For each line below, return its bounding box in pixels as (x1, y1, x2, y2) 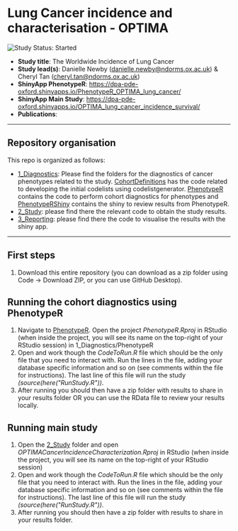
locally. (17, 401, 39, 410)
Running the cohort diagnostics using (7, 296, 177, 308)
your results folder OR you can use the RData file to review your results (17, 394, 225, 402)
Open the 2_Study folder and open (17, 440, 119, 449)
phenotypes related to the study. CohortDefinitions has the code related (17, 177, 228, 185)
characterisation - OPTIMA (7, 20, 169, 36)
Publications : (17, 110, 58, 118)
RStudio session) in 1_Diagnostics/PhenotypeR (17, 341, 154, 350)
